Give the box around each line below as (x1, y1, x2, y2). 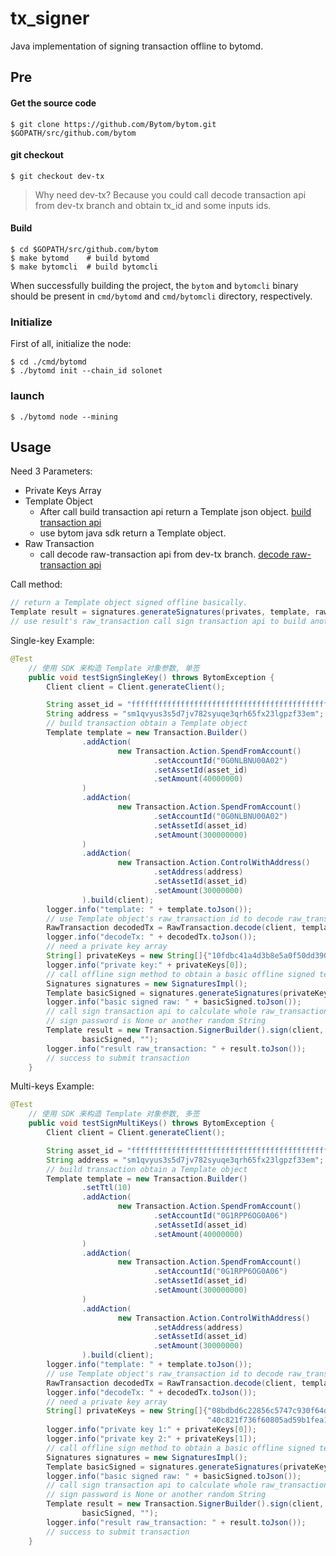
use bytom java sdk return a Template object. (39, 527, 227, 539)
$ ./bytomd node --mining (10, 412, 118, 422)
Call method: (10, 578, 63, 591)
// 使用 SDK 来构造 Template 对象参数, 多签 (28, 1109, 200, 1119)
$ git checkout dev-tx (10, 171, 105, 181)
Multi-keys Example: (10, 1080, 95, 1092)
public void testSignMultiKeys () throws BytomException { (28, 1118, 275, 1129)
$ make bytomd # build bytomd (10, 253, 150, 263)
